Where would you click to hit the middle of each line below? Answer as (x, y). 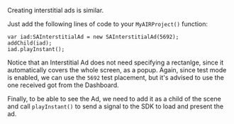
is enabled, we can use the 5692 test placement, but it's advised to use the (116, 78)
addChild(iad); (30, 43)
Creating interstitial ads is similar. (56, 10)
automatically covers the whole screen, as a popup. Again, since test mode (117, 70)
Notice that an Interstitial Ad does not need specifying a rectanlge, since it (116, 62)
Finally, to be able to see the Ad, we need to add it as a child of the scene (114, 99)
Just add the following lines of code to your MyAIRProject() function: (107, 24)
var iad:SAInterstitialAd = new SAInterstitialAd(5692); (93, 37)
